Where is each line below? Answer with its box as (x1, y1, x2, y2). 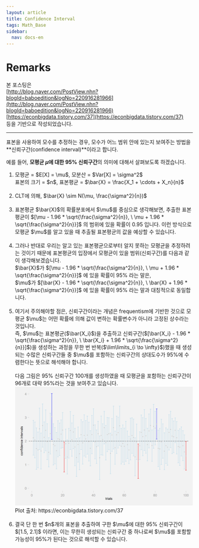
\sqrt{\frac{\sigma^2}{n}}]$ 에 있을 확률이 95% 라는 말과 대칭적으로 (14, 287, 175, 294)
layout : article (6, 9, 46, 15)
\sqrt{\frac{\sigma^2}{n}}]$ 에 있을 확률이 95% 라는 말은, (14, 272, 152, 279)
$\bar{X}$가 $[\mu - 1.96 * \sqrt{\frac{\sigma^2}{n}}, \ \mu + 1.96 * (14, 264, 179, 271)
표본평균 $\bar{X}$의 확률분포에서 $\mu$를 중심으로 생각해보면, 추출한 (14, 206, 181, 213)
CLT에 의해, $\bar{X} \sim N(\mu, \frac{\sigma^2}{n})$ (14, 192, 147, 199)
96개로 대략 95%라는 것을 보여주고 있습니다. (14, 380, 118, 387)
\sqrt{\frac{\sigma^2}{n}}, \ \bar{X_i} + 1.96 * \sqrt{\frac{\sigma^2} (14, 337, 179, 344)
